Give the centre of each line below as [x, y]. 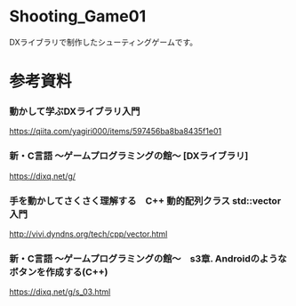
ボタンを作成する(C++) [59, 271]
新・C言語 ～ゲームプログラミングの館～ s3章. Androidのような [148, 258]
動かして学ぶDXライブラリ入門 [75, 111]
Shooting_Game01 [78, 16]
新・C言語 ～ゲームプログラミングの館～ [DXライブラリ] [129, 156]
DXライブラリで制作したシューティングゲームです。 [104, 42]
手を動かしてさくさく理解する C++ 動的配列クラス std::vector [145, 200]
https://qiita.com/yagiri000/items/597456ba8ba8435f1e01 [116, 132]
